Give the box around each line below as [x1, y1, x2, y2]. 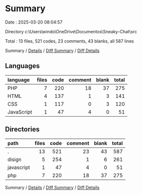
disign [7, 156, 22, 163]
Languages [5, 62, 40, 70]
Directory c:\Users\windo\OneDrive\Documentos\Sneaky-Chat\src [5, 28, 138, 34]
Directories [5, 125, 40, 134]
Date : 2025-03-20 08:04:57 [5, 19, 62, 25]
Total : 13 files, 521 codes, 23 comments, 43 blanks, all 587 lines [5, 38, 134, 44]
